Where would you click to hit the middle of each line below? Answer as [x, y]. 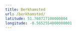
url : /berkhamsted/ [25, 14]
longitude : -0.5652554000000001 [38, 23]
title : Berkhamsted [25, 9]
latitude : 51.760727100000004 [37, 18]
